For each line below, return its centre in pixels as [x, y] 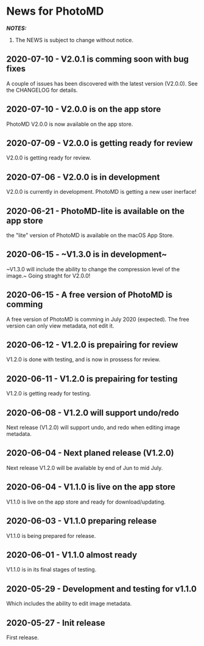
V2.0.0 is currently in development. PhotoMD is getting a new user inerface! [101, 192]
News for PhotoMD [55, 11]
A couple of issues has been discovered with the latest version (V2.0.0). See [102, 83]
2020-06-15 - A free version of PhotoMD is [90, 295]
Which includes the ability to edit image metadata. [69, 604]
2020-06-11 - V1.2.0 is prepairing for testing [92, 379]
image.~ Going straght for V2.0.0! [48, 276]
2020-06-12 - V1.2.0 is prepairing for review [92, 345]
